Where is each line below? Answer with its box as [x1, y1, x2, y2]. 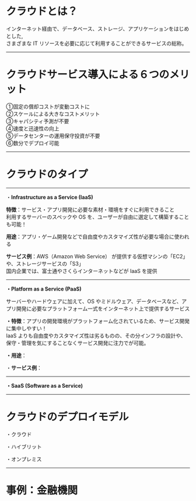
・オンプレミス [6, 455, 42, 462]
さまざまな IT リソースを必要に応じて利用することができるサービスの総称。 [6, 40, 187, 47]
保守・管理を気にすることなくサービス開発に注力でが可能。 [6, 339, 149, 346]
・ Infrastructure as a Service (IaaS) [6, 194, 93, 201]
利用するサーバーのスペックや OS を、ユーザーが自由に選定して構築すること [6, 213, 190, 220]
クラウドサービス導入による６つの [6, 68, 170, 81]
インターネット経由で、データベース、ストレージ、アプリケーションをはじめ [6, 25, 190, 32]
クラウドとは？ [6, 5, 78, 18]
